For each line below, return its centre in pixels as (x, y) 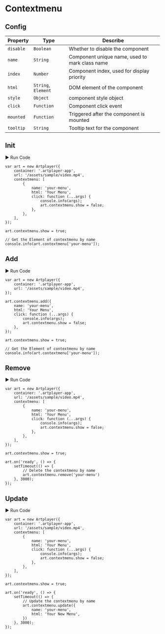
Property (18, 41)
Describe (113, 41)
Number (41, 74)
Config (16, 27)
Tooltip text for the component (104, 128)
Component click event (95, 106)
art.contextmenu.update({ (49, 605)
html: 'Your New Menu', (55, 614)
